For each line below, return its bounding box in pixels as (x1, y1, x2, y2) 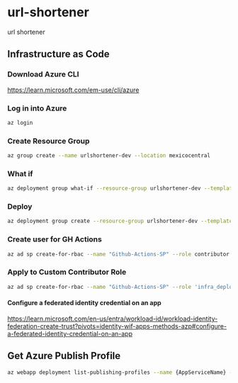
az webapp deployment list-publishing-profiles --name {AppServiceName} (7, 369, 227, 376)
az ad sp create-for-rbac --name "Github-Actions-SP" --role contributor (7, 251, 230, 258)
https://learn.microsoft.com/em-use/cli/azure (7, 86, 140, 94)
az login (7, 119, 33, 126)
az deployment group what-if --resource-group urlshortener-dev (7, 185, 201, 192)
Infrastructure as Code (7, 48, 110, 60)
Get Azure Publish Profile (7, 350, 121, 362)
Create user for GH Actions (7, 234, 103, 244)
